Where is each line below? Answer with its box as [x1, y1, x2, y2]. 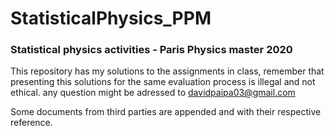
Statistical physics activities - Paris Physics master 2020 [10, 43, 293, 57]
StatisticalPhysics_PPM [10, 7, 212, 30]
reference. [10, 117, 53, 129]
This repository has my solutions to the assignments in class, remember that [10, 65, 325, 77]
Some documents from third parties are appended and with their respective [10, 106, 322, 118]
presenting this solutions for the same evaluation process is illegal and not [10, 76, 316, 88]
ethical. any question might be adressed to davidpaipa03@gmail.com [10, 87, 296, 99]
